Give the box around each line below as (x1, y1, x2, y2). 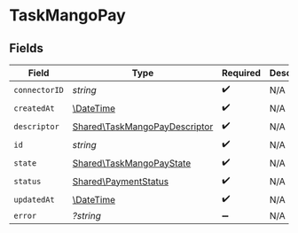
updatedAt (13, 194, 55, 205)
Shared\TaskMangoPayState (72, 157, 192, 169)
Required (221, 67, 262, 79)
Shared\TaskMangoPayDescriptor (72, 120, 214, 133)
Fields (9, 41, 44, 56)
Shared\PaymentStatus (72, 175, 169, 187)
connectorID (13, 85, 65, 95)
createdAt (13, 103, 55, 113)
